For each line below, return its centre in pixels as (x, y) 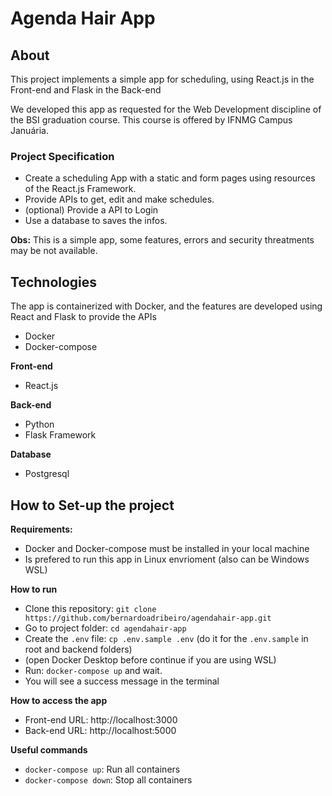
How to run (34, 589)
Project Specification (62, 156)
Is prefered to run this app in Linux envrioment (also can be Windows (167, 559)
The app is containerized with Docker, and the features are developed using (166, 306)
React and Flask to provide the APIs (83, 317)
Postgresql (47, 474)
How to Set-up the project (92, 505)
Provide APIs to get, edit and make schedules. (119, 199)
